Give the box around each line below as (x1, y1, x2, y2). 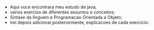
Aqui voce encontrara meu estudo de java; (9, 4, 97, 10)
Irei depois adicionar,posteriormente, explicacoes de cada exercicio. (9, 19, 150, 25)
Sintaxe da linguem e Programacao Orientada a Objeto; (9, 15, 123, 20)
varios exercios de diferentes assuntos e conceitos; (9, 9, 115, 15)
